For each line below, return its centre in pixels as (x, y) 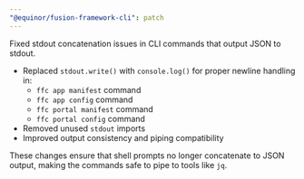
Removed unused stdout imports (84, 128)
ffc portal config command (90, 118)
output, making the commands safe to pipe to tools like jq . (118, 165)
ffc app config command (84, 99)
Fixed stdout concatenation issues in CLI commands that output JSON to (145, 43)
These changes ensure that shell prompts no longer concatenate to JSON (147, 155)
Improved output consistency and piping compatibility (123, 137)
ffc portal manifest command (95, 108)
